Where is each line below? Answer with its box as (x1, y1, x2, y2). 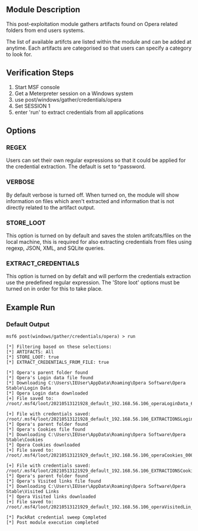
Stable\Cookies (6, 436, 44, 442)
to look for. (6, 50, 32, 58)
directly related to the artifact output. (6, 204, 95, 211)
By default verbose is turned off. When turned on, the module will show (6, 191, 180, 198)
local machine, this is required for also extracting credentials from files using (6, 238, 192, 245)
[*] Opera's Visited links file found (6, 478, 101, 484)
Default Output (6, 320, 50, 328)
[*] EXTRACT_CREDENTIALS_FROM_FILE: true (6, 359, 110, 365)
